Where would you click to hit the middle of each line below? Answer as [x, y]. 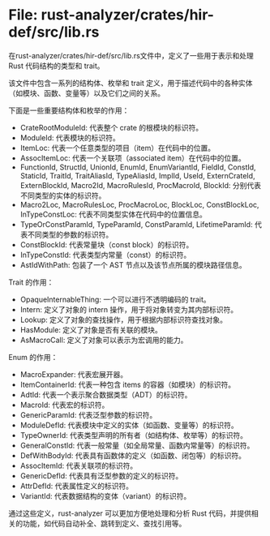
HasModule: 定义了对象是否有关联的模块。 [91, 329]
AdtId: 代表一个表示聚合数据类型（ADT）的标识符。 [106, 394]
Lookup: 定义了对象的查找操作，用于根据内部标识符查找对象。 [124, 319]
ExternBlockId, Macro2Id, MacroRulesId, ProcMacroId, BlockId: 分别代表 [141, 185]
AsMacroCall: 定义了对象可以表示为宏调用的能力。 [104, 340]
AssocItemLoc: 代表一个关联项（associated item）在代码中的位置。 [133, 158]
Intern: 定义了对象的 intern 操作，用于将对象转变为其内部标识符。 [129, 309]
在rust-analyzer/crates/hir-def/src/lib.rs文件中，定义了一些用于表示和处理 [131, 55]
